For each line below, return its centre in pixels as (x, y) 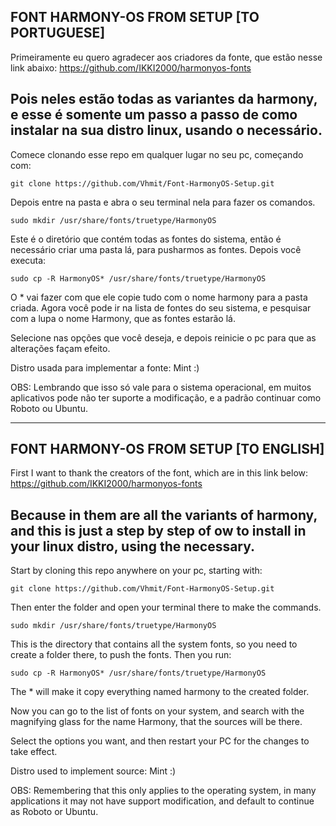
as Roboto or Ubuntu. (54, 812)
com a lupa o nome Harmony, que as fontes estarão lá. (123, 318)
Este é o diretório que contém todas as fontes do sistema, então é (146, 239)
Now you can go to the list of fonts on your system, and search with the (157, 711)
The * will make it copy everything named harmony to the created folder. (160, 692)
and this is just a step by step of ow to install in (158, 530)
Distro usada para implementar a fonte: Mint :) (105, 367)
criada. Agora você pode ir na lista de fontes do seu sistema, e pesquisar (161, 307)
